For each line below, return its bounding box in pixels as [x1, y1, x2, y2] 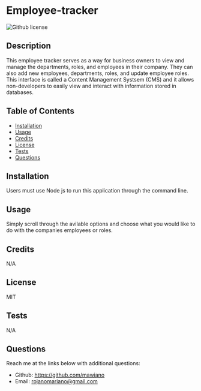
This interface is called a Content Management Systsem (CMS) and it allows [6, 76, 194, 83]
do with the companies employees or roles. [6, 227, 113, 234]
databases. [6, 88, 34, 96]
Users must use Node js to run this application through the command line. [6, 187, 188, 194]
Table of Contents [6, 106, 75, 116]
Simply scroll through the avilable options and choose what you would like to [6, 220, 196, 228]
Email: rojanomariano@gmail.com [14, 378, 98, 385]
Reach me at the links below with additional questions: [6, 360, 140, 367]
